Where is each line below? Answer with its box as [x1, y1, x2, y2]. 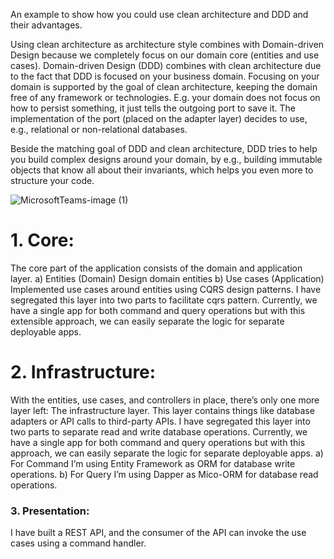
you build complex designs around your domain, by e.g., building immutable [10, 154, 323, 165]
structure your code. [10, 175, 95, 186]
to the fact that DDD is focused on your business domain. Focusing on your [10, 70, 320, 82]
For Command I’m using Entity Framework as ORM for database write [10, 457, 296, 469]
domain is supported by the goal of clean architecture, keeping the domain [10, 81, 318, 93]
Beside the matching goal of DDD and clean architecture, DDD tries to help [10, 143, 318, 154]
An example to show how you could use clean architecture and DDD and [10, 9, 309, 20]
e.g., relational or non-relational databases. [10, 124, 188, 135]
